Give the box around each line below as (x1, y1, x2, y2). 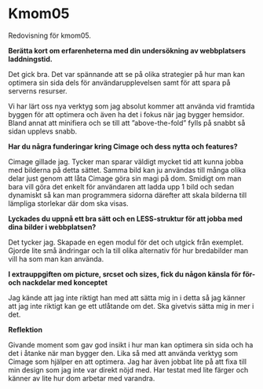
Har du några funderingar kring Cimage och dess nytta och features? (8, 141, 238, 151)
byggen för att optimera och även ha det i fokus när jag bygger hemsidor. (8, 109, 245, 119)
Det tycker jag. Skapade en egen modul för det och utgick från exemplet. (8, 237, 244, 247)
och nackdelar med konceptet (8, 277, 108, 287)
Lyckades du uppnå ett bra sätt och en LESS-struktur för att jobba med (8, 214, 243, 223)
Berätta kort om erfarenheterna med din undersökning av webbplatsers (8, 46, 246, 55)
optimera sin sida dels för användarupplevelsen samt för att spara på (8, 78, 231, 87)
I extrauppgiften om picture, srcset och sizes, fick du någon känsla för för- (8, 269, 256, 279)
